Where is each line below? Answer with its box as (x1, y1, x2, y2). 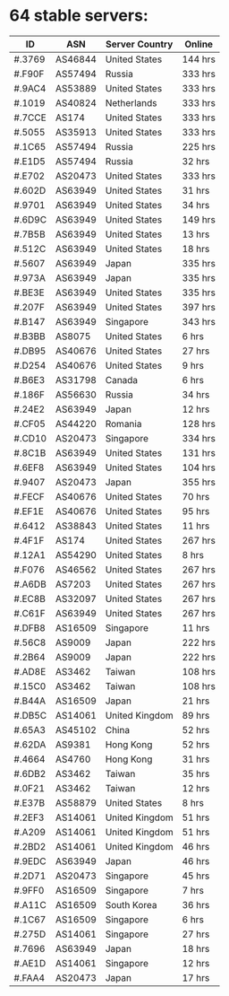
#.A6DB (13, 578, 47, 590)
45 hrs (182, 869, 210, 882)
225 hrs (182, 140, 216, 153)
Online (184, 38, 213, 50)
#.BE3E (13, 286, 45, 299)
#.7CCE (13, 111, 47, 124)
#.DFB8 (13, 621, 47, 633)
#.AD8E (13, 665, 47, 677)
